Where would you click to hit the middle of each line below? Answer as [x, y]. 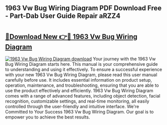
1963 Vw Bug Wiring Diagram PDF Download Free [83, 8]
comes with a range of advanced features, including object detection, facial [83, 96]
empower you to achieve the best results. [48, 117]
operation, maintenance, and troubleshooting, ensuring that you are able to [82, 85]
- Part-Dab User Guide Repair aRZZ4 [63, 16]
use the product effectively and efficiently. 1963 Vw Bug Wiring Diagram [79, 91]
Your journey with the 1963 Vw [124, 59]
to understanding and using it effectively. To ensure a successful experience [84, 69]
